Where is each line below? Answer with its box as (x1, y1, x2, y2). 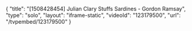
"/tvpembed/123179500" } (6, 18, 72, 25)
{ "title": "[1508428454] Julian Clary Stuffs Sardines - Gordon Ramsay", (6, 5, 186, 12)
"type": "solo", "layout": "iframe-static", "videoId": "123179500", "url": (6, 12, 181, 19)
